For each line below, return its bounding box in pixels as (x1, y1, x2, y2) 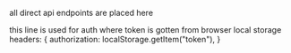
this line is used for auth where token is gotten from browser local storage (9, 25, 282, 34)
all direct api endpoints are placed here (9, 8, 154, 18)
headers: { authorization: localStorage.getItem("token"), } (9, 34, 221, 44)
